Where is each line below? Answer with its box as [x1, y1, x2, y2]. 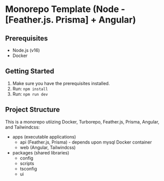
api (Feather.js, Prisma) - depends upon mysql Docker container [19, 139, 152, 145]
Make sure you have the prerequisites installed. [12, 80, 110, 86]
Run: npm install [12, 85, 48, 91]
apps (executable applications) [12, 133, 76, 139]
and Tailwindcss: [5, 124, 40, 130]
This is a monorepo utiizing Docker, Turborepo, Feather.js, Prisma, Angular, [5, 118, 159, 124]
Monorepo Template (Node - [5, 3, 125, 15]
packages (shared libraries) [12, 149, 69, 155]
